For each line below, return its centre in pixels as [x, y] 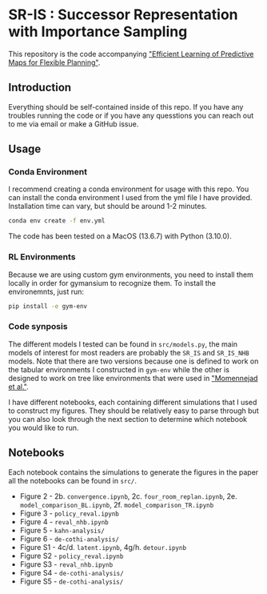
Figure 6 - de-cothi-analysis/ [70, 539]
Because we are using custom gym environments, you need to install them [131, 275]
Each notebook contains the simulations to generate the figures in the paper [133, 472]
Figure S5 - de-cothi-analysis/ [72, 581]
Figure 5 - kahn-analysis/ [62, 530]
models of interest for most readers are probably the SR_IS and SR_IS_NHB [129, 352]
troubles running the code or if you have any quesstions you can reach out [131, 115]
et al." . [19, 387]
